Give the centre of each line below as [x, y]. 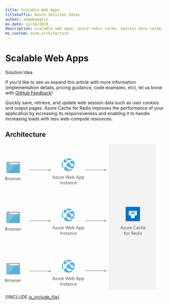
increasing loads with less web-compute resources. [59, 119]
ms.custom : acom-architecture [37, 33]
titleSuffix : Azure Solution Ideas [43, 15]
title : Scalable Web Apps [32, 10]
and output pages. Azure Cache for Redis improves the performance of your [84, 108]
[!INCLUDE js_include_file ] [32, 297]
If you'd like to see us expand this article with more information [71, 82]
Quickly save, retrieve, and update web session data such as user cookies [82, 103]
